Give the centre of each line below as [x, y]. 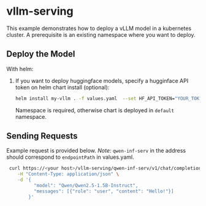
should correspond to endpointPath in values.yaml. [70, 157]
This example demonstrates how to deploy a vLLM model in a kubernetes [99, 28]
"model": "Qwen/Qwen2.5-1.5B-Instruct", [86, 186]
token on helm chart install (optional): [62, 87]
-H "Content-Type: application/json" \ [68, 174]
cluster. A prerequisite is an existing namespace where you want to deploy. [101, 34]
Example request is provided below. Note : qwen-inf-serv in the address [96, 151]
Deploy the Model [41, 54]
